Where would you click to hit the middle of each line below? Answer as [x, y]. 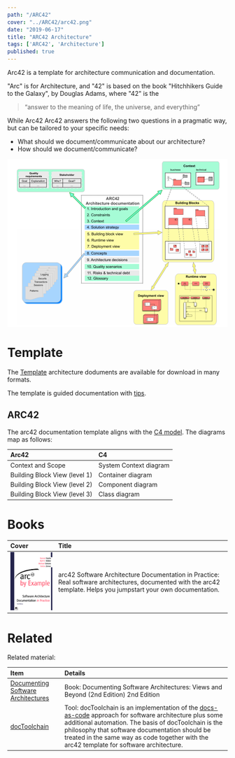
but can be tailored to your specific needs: [68, 128]
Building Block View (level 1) [51, 475]
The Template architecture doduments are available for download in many [114, 372]
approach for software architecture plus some [157, 715]
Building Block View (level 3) [51, 494]
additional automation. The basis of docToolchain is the [143, 723]
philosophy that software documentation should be [137, 730]
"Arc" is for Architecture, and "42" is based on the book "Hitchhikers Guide [115, 86]
